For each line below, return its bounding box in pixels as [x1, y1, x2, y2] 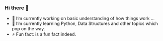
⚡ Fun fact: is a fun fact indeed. [11, 31, 77, 37]
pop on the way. [11, 26, 45, 32]
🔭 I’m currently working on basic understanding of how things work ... [11, 16, 155, 21]
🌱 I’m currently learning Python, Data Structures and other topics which [11, 20, 159, 26]
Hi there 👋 [4, 4, 29, 11]
